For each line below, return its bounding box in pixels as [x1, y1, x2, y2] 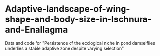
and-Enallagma [5, 24, 68, 35]
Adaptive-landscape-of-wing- [5, 3, 130, 15]
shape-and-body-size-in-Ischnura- [5, 14, 152, 25]
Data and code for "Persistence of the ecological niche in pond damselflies [5, 40, 156, 46]
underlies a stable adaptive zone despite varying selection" [5, 45, 124, 51]
